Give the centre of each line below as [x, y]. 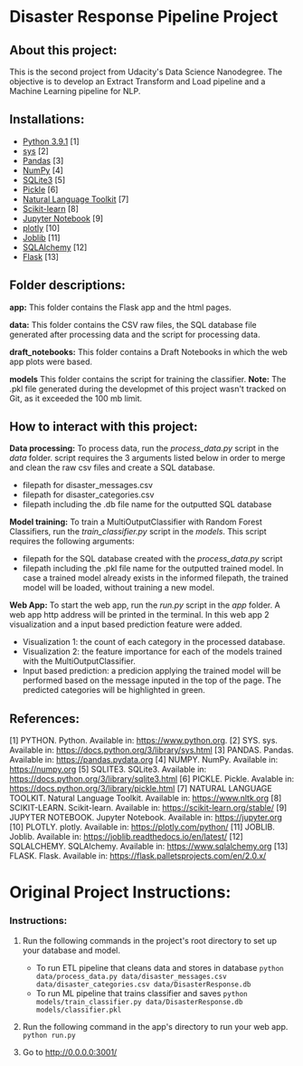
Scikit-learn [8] [51, 208]
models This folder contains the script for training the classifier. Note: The [148, 379]
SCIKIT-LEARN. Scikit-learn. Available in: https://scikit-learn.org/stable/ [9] [148, 808]
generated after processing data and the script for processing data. [135, 334]
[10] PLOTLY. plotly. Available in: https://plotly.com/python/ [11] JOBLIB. [142, 827]
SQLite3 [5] [44, 179]
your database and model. [71, 950]
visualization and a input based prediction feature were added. [126, 624]
